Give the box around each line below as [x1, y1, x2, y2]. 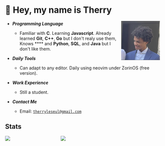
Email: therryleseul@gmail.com [19, 108, 82, 114]
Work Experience [12, 80, 49, 86]
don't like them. [19, 46, 52, 52]
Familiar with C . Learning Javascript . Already [19, 30, 111, 36]
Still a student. [19, 89, 49, 95]
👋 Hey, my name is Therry [5, 4, 112, 16]
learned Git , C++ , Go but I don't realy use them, [19, 35, 116, 41]
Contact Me [12, 98, 37, 105]
